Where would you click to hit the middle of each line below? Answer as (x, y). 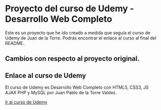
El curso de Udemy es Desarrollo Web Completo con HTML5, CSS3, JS (77, 87)
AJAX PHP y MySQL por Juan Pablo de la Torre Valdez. (61, 93)
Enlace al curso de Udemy (46, 75)
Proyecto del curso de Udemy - (69, 9)
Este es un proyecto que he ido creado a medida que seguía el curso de (78, 33)
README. (15, 43)
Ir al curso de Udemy (26, 102)
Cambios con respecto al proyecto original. (72, 59)
